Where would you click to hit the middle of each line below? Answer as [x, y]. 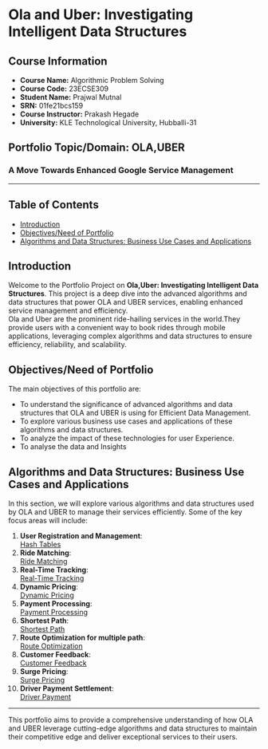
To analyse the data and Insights [73, 447]
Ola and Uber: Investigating [101, 15]
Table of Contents [54, 205]
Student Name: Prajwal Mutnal [71, 97]
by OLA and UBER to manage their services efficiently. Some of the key [125, 511]
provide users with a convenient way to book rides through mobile [117, 328]
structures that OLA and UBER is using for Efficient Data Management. [135, 413]
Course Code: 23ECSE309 [64, 89]
